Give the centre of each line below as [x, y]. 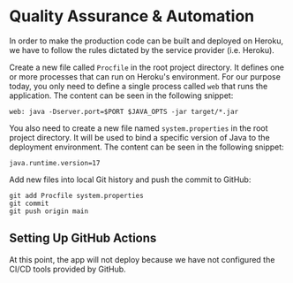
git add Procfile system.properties [76, 195]
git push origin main [49, 211]
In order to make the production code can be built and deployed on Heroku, [146, 41]
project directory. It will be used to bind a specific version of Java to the [140, 137]
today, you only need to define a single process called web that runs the [139, 86]
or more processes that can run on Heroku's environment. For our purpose [145, 76]
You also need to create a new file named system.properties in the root [139, 128]
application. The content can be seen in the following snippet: [121, 96]
